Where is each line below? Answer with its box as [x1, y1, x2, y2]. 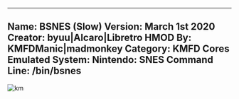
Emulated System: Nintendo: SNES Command [7, 54, 213, 66]
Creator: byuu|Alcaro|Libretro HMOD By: [7, 32, 192, 44]
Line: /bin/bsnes [7, 65, 82, 77]
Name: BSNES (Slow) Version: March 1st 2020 [7, 21, 216, 33]
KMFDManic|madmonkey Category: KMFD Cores [7, 43, 230, 55]
